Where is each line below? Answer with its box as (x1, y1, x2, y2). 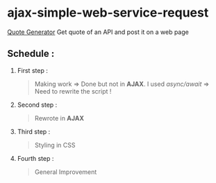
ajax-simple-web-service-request (7, 5, 209, 21)
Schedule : (7, 48, 55, 60)
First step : (17, 66, 49, 74)
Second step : (17, 101, 58, 109)
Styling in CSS (34, 141, 76, 149)
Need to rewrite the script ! (34, 87, 112, 95)
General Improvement (34, 168, 97, 176)
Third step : (17, 127, 51, 136)
